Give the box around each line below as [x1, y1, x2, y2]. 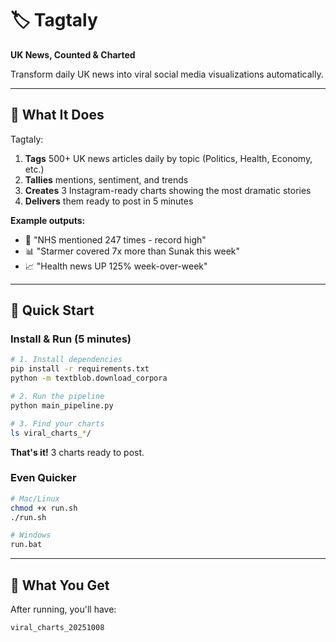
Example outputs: [10, 214, 86, 226]
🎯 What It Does [10, 107, 105, 124]
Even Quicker [10, 471, 77, 485]
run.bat [10, 540, 43, 550]
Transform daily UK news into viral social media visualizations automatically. [10, 68, 324, 80]
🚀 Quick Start [10, 302, 95, 319]
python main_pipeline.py [10, 400, 114, 411]
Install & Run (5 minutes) [10, 332, 132, 346]
